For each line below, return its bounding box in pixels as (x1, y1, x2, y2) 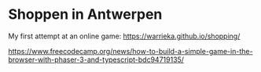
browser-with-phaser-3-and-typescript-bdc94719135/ (8, 55, 185, 64)
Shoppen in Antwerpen (8, 5, 163, 23)
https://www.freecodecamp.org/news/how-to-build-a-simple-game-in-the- (8, 46, 253, 56)
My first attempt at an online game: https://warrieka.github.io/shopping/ (8, 31, 241, 41)
